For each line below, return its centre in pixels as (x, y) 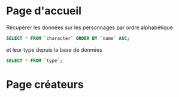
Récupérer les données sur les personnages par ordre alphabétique (90, 27)
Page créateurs (45, 84)
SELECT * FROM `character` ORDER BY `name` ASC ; (68, 38)
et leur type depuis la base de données (54, 49)
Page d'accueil (44, 11)
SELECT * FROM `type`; (34, 61)
